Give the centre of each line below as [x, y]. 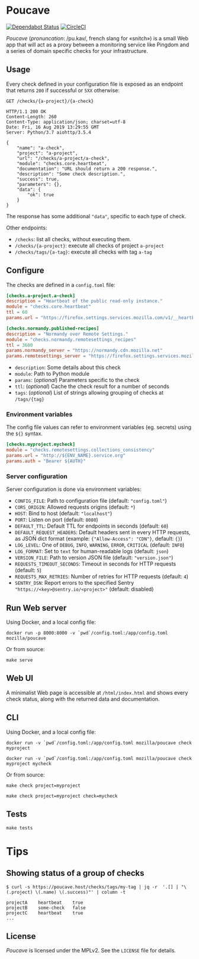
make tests [20, 828]
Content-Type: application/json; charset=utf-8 [66, 122]
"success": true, [38, 179]
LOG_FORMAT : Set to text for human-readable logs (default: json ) [92, 551]
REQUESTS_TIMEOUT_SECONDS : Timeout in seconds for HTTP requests [95, 564]
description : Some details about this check [68, 367]
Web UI [20, 678]
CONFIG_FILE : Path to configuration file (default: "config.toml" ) [91, 501]
